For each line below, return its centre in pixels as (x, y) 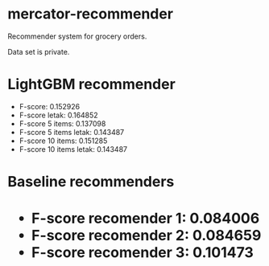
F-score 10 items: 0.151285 (63, 141)
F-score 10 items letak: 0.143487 (73, 149)
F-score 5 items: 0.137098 (62, 123)
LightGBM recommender (92, 84)
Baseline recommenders (91, 182)
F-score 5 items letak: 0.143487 (72, 132)
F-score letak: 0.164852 (58, 115)
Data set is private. (39, 51)
